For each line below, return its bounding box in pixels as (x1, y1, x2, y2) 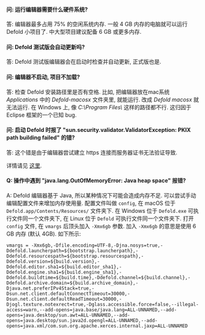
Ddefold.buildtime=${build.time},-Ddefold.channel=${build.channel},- (6, 275, 191, 281)
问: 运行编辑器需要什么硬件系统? (6, 6, 88, 13)
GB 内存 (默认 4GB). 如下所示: (6, 230, 82, 237)
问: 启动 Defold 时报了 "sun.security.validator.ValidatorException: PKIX (6, 126, 191, 134)
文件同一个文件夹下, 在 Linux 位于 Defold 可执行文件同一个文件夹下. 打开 (11, 215, 195, 222)
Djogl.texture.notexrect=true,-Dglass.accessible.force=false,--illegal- (6, 301, 199, 308)
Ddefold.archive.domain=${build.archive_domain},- (6, 280, 139, 287)
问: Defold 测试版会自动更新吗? (6, 43, 85, 50)
